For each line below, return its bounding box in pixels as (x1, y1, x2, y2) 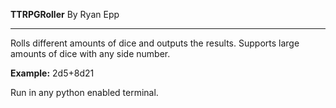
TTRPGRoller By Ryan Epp (10, 9, 120, 20)
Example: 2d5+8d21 (10, 67, 95, 79)
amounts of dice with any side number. (10, 48, 171, 59)
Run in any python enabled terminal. (10, 87, 159, 98)
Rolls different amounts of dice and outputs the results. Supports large (10, 37, 300, 49)
